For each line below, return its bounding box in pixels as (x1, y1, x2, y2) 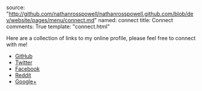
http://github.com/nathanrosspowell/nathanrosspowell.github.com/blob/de (8, 10, 194, 17)
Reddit (14, 72, 31, 78)
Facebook (14, 65, 40, 72)
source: (6, 4, 25, 11)
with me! (6, 41, 28, 48)
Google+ (14, 78, 37, 85)
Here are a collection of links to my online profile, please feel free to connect (6, 35, 196, 41)
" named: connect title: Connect (94, 17, 173, 23)
